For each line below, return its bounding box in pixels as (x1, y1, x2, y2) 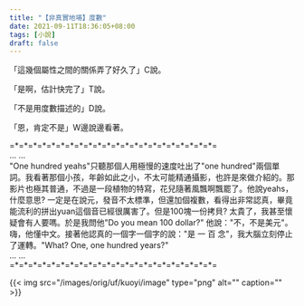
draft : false (9, 38, 59, 48)
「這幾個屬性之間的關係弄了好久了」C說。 (9, 64, 166, 75)
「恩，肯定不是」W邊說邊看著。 (9, 122, 128, 133)
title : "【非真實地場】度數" (9, 13, 107, 23)
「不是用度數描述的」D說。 (9, 103, 111, 114)
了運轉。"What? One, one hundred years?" (9, 240, 169, 251)
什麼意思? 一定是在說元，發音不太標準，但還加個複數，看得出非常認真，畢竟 (9, 195, 294, 206)
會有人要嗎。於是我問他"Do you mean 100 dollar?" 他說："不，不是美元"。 (16, 217, 293, 228)
